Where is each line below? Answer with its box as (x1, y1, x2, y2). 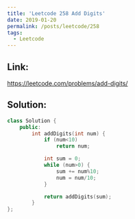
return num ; (56, 143, 90, 150)
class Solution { (7, 117, 57, 124)
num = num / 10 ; (56, 174, 97, 181)
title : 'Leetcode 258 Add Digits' (7, 10, 106, 17)
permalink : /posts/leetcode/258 (7, 23, 99, 30)
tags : (7, 29, 23, 36)
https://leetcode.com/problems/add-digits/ (7, 79, 128, 87)
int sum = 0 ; (43, 155, 81, 162)
